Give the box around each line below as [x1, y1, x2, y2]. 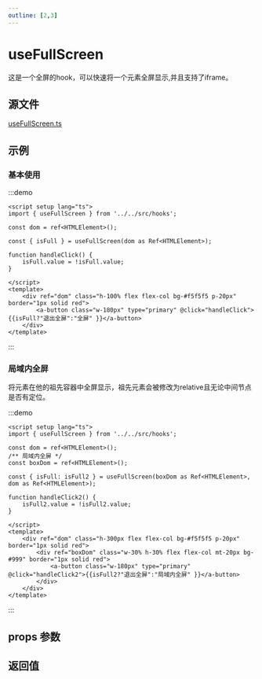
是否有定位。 [8, 393, 49, 402]
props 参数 [8, 630, 61, 644]
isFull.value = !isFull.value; [22, 258, 125, 266]
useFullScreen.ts [8, 119, 63, 128]
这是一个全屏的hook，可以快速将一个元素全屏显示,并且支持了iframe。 [8, 72, 233, 82]
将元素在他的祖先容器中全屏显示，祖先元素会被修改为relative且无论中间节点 [8, 382, 253, 392]
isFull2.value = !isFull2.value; [22, 500, 132, 508]
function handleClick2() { [8, 493, 96, 502]
